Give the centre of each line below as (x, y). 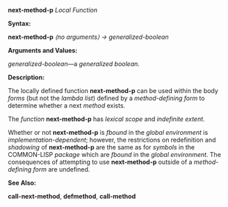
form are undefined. (62, 169)
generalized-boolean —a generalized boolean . (74, 64)
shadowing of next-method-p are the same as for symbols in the (101, 147)
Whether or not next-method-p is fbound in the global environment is (108, 132)
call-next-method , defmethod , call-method (72, 196)
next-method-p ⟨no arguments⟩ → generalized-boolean (88, 37)
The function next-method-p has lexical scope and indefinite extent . (106, 119)
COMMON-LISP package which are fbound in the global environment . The (115, 155)
